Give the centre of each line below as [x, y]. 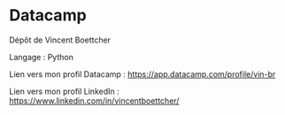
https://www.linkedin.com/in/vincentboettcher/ [94, 100]
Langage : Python [41, 57]
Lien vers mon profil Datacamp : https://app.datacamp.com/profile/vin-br [142, 74]
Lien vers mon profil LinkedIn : [64, 91]
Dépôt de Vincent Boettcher [60, 40]
